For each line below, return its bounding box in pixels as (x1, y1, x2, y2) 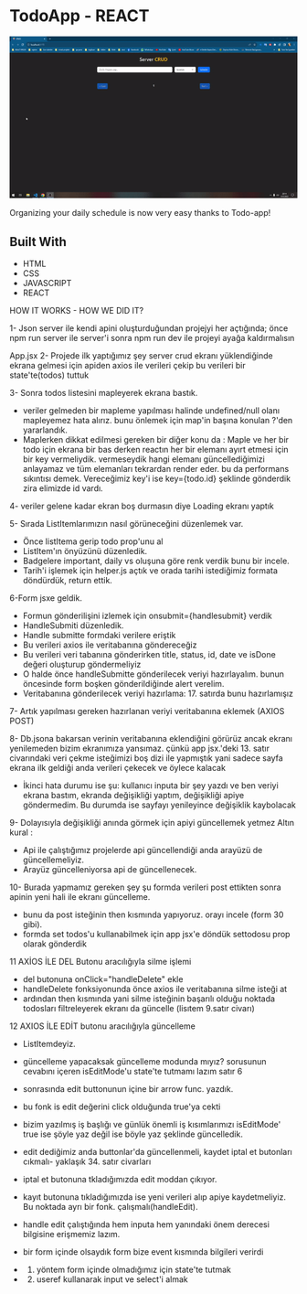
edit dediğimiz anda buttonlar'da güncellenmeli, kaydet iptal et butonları (22, 1147, 292, 1158)
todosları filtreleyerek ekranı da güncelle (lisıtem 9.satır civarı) (22, 1003, 256, 1014)
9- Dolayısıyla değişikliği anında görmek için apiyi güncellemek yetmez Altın (9, 818, 295, 829)
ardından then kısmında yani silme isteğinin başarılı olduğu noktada (22, 993, 276, 1004)
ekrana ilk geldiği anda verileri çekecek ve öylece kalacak (9, 763, 227, 774)
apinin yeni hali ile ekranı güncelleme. (9, 892, 151, 903)
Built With (9, 234, 67, 250)
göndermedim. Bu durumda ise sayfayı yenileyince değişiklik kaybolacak (22, 799, 297, 810)
